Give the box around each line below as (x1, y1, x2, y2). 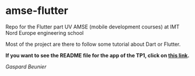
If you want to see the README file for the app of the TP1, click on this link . (5, 52, 190, 59)
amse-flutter (5, 4, 68, 17)
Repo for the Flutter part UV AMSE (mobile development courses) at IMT (5, 23, 180, 30)
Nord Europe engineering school (5, 29, 84, 36)
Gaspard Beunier (5, 63, 47, 70)
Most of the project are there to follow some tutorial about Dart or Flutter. (5, 41, 181, 48)
